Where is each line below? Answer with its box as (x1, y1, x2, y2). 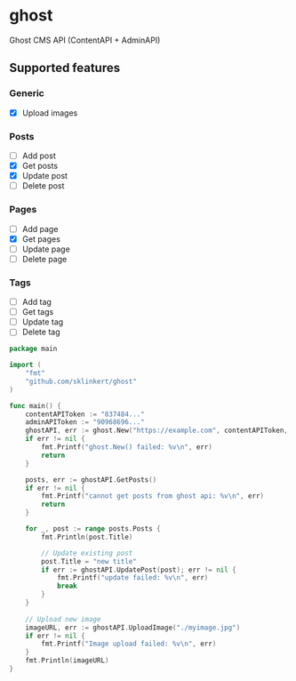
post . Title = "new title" (41, 557, 138, 565)
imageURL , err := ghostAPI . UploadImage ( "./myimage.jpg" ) (25, 623, 241, 632)
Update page (21, 244, 71, 254)
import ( (9, 361, 42, 370)
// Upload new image (25, 614, 101, 623)
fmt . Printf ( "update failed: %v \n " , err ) (56, 573, 209, 582)
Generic (9, 87, 44, 100)
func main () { (9, 401, 62, 410)
